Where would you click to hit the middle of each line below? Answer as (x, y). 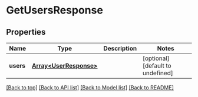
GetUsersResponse (55, 10)
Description (120, 48)
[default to (157, 66)
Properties (26, 32)
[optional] (156, 58)
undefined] (158, 73)
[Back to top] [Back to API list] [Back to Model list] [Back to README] (90, 88)
